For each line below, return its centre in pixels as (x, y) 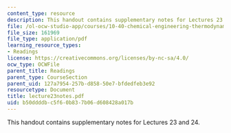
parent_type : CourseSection (47, 77)
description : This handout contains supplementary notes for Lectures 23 (115, 20)
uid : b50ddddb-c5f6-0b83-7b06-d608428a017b (70, 103)
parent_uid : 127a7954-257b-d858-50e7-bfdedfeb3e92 (81, 84)
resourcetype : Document (41, 90)
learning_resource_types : (44, 45)
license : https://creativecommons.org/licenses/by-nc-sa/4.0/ (98, 58)
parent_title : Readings (41, 71)
